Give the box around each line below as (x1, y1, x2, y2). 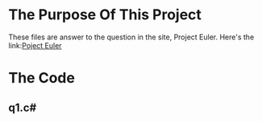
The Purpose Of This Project (8, 6, 202, 24)
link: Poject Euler (8, 40, 62, 50)
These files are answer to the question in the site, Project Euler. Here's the (8, 32, 255, 42)
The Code (8, 69, 75, 87)
